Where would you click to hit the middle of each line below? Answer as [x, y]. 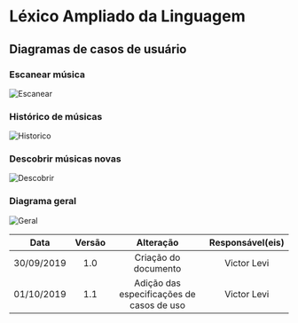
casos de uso [158, 305]
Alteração [157, 242]
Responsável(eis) [247, 242]
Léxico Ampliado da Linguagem [127, 16]
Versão [90, 242]
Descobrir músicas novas [65, 159]
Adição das [158, 283]
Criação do [157, 257]
